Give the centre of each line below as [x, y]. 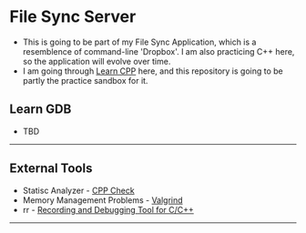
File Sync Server [73, 17]
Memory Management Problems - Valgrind [103, 200]
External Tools [51, 169]
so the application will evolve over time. [97, 61]
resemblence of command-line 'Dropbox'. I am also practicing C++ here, [158, 51]
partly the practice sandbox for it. [85, 80]
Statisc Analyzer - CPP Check [78, 190]
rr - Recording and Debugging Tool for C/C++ [108, 209]
